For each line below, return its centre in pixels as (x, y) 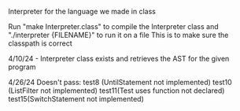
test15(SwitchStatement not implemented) (76, 99)
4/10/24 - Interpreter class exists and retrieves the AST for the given (119, 59)
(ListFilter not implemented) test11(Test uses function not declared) (116, 91)
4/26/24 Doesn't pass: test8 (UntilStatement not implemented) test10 (120, 82)
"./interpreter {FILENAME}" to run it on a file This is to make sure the (118, 35)
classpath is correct (40, 43)
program (22, 67)
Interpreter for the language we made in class (82, 11)
